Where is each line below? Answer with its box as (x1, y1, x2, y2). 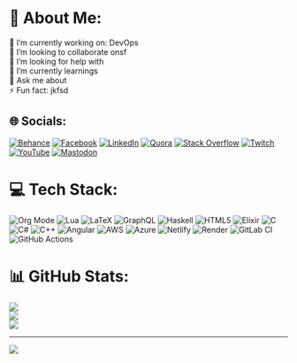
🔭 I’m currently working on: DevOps (9, 37, 139, 48)
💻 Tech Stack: (9, 179, 118, 199)
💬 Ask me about (9, 74, 67, 85)
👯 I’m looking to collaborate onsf (9, 46, 127, 57)
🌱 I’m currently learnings (9, 66, 99, 76)
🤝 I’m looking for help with (9, 56, 104, 66)
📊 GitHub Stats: (9, 266, 130, 286)
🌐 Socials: (9, 114, 67, 129)
